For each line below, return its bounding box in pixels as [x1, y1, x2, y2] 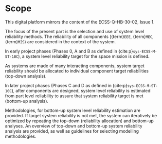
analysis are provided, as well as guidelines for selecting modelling [5, 128, 139, 134]
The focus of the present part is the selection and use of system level [5, 28, 144, 34]
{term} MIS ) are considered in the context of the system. [5, 38, 116, 44]
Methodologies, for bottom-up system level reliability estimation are [5, 108, 141, 113]
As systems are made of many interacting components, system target [5, 63, 144, 69]
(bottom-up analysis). [5, 98, 49, 104]
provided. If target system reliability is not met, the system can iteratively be [5, 112, 157, 118]
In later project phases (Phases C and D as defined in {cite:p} [5, 82, 127, 88]
